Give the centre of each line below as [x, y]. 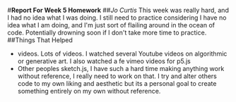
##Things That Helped [40, 40]
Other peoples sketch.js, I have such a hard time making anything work [121, 69]
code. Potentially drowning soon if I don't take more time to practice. [107, 32]
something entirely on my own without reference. [89, 91]
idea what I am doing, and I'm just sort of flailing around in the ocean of [111, 25]
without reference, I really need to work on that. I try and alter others [117, 76]
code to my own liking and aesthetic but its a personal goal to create [117, 83]
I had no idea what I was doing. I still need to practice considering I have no [117, 18]
